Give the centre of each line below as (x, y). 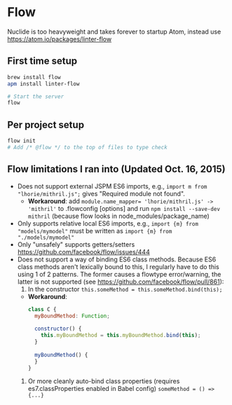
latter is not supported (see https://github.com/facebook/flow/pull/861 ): (121, 282)
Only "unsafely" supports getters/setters (76, 244)
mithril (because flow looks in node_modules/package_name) (119, 216)
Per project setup (46, 124)
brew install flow (34, 77)
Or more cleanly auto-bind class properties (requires (104, 381)
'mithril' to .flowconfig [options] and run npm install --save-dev (124, 208)
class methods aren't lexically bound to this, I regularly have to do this (118, 266)
